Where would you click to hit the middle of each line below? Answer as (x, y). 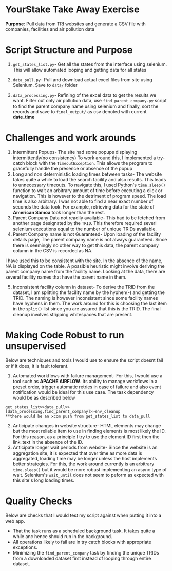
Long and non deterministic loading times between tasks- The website (87, 174)
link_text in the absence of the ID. (48, 442)
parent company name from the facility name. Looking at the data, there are (85, 271)
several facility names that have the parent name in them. (66, 277)
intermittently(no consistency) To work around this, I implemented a (84, 158)
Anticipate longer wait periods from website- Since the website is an (85, 447)
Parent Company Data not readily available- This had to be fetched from (89, 218)
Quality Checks (39, 501)
